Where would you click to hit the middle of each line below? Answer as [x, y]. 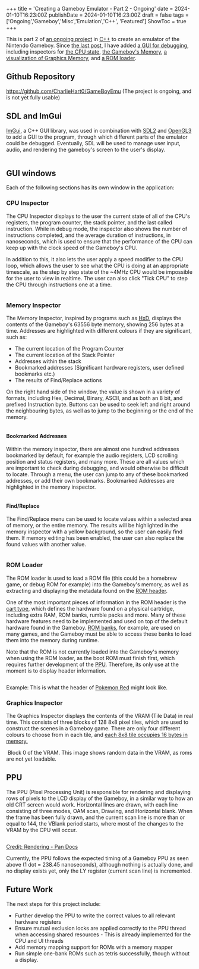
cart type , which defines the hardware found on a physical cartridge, [90, 608]
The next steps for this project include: [53, 904]
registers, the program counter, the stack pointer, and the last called [89, 222]
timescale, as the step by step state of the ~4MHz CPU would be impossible [99, 272]
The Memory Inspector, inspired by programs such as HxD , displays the [94, 318]
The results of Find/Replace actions [58, 380]
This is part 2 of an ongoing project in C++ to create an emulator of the [93, 39]
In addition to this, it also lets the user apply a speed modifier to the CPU [95, 259]
